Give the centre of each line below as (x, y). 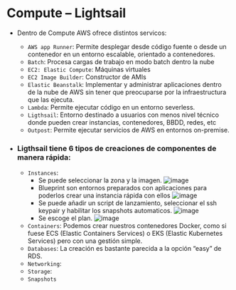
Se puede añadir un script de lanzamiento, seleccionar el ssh (128, 203)
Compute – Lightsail (66, 13)
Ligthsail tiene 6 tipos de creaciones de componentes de (117, 148)
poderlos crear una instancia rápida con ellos (104, 196)
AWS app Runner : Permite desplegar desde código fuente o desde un (127, 46)
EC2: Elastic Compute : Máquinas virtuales (89, 69)
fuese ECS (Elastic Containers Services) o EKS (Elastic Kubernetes (125, 234)
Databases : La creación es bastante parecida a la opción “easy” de (124, 249)
